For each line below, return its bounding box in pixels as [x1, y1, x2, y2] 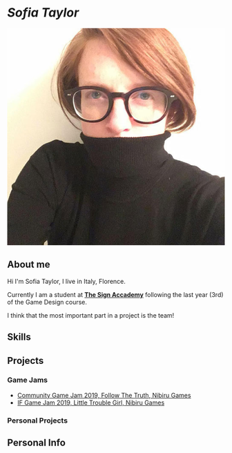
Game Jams [7, 375, 48, 385]
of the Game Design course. [7, 298, 88, 306]
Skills [7, 331, 31, 343]
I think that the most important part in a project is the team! [7, 311, 175, 319]
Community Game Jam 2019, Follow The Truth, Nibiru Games [17, 391, 191, 399]
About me [7, 259, 50, 271]
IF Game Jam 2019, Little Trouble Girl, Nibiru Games [17, 398, 165, 407]
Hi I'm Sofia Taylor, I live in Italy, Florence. [7, 277, 126, 285]
